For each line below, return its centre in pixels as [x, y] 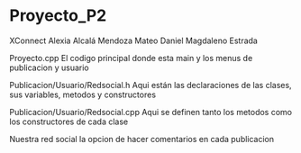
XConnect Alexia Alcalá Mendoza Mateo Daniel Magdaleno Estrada [134, 40]
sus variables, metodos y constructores [82, 94]
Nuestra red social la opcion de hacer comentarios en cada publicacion [142, 139]
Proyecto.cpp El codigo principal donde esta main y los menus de [131, 58]
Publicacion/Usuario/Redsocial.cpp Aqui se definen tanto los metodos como [151, 112]
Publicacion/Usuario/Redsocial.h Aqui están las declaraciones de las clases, [150, 85]
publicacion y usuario [49, 67]
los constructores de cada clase [69, 121]
